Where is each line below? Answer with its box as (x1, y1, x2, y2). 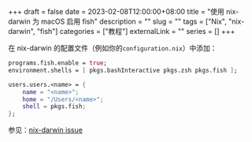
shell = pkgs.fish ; (22, 103, 87, 110)
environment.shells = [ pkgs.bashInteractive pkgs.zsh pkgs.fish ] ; (8, 66, 238, 74)
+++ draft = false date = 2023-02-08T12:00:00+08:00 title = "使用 (8, 7, 224, 16)
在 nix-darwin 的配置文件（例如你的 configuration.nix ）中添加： (8, 43, 217, 53)
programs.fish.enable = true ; (8, 59, 108, 67)
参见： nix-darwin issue (8, 125, 83, 135)
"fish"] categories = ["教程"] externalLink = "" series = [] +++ (36, 27, 235, 35)
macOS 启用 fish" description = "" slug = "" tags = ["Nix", (40, 17, 227, 26)
